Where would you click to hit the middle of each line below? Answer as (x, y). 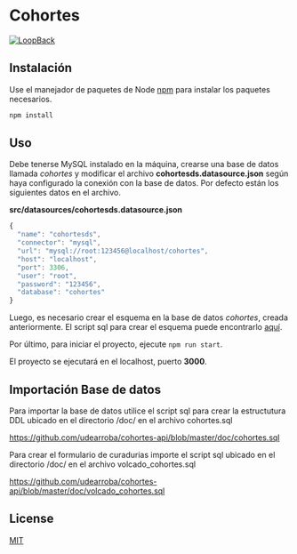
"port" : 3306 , (43, 268)
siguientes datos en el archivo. (65, 193)
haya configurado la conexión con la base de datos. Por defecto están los (144, 183)
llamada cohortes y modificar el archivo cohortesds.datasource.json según (149, 173)
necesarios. (31, 99)
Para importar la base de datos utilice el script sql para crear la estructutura (148, 411)
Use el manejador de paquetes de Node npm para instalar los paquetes (140, 89)
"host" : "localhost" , (57, 259)
